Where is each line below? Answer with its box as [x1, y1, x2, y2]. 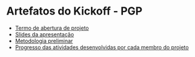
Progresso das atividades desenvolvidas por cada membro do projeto [15, 44, 189, 51]
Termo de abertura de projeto [15, 24, 89, 32]
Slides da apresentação [15, 30, 74, 38]
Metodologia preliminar [15, 37, 73, 44]
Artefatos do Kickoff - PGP [6, 4, 143, 18]
